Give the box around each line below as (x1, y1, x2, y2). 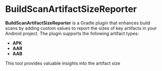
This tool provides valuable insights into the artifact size (5, 60, 120, 66)
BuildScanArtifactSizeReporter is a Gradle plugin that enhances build (5, 20, 150, 26)
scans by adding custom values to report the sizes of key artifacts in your (5, 25, 157, 31)
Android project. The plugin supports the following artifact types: (5, 30, 139, 36)
